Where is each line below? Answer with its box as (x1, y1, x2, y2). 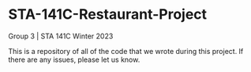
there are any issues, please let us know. (8, 55, 140, 64)
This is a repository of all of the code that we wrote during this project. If (8, 46, 244, 56)
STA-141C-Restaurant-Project (8, 5, 208, 23)
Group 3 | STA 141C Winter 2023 (8, 31, 114, 41)
